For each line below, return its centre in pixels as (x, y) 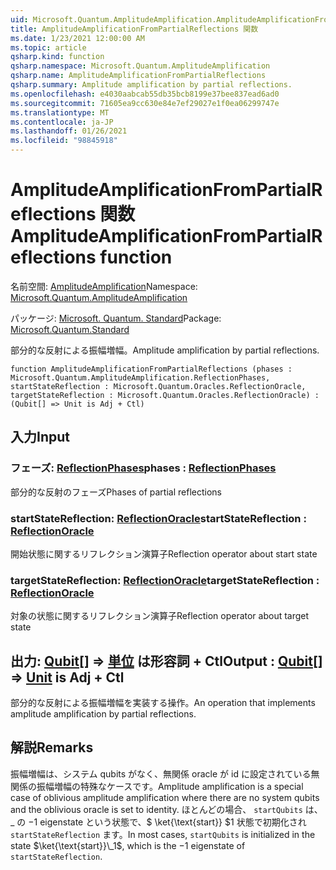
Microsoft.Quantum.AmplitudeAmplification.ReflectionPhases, (140, 377)
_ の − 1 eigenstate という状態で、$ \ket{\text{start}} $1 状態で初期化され (158, 822)
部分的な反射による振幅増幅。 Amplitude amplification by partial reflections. (165, 350)
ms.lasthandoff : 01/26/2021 (69, 131)
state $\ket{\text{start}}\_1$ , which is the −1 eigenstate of (128, 845)
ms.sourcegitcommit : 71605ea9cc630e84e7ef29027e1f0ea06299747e (145, 103)
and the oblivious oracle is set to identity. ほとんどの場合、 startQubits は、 (166, 809)
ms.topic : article (48, 47)
